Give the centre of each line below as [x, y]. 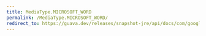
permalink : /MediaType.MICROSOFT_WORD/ [57, 18]
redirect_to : [23, 23]
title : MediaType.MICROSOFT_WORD [49, 12]
